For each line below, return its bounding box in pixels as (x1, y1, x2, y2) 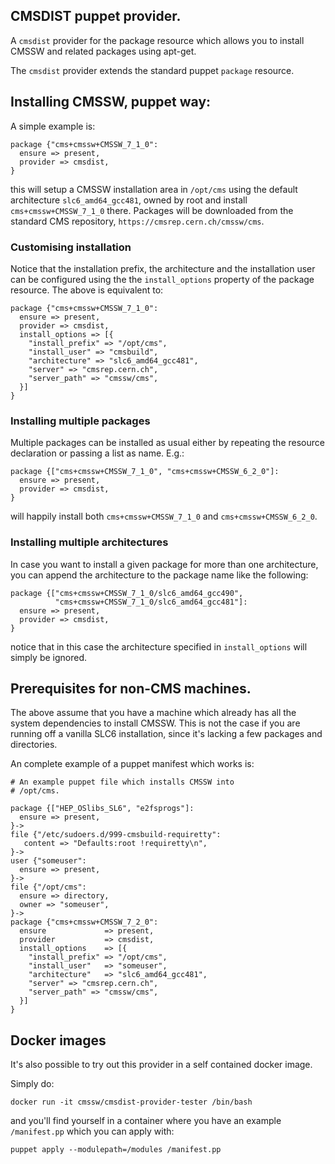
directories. (10, 739, 58, 751)
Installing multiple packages (10, 414, 151, 428)
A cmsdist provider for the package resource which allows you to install (10, 34, 305, 46)
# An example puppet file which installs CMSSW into (10, 777, 235, 788)
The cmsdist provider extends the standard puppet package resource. (10, 64, 295, 76)
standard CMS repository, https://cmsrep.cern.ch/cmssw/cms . (10, 215, 265, 227)
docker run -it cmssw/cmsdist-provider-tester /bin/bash (10, 1097, 253, 1108)
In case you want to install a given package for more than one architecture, (10, 558, 319, 570)
